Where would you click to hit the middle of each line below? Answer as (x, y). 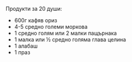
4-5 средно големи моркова (51, 27)
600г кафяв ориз (36, 20)
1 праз (22, 52)
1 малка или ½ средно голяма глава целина (70, 39)
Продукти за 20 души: (34, 9)
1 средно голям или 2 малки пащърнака (66, 33)
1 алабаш (26, 46)
